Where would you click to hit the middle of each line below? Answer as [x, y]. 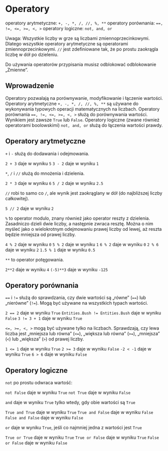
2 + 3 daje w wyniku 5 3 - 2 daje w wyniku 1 [52, 163]
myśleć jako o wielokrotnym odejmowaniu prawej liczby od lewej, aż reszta [83, 229]
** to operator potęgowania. [35, 259]
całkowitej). [17, 198]
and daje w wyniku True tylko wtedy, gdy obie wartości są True [70, 403]
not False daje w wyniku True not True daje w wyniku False [68, 392]
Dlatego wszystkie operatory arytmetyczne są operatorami [67, 43]
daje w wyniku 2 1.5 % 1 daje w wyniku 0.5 [50, 250]
